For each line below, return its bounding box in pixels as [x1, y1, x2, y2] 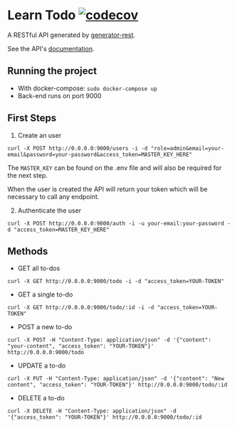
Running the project [7, 65, 98, 77]
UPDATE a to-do [17, 361, 66, 370]
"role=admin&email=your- [150, 144, 224, 152]
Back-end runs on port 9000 [17, 91, 102, 100]
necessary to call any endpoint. [7, 192, 100, 200]
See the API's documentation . [7, 44, 95, 53]
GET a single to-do [17, 290, 73, 299]
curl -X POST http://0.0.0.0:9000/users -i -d [7, 144, 148, 152]
